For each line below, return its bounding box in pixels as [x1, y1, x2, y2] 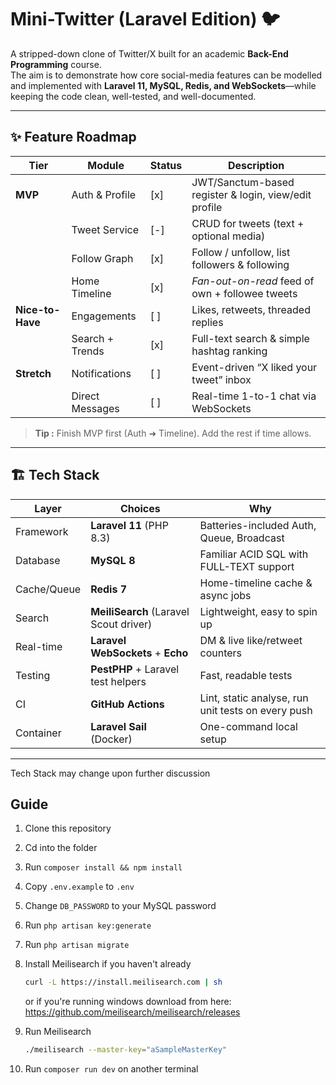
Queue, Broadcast [199, 531, 285, 545]
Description [227, 158, 285, 172]
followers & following [191, 257, 290, 271]
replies [191, 315, 224, 329]
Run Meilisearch [24, 1026, 92, 1038]
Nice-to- [15, 302, 61, 316]
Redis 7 [90, 582, 128, 596]
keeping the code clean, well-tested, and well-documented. [10, 90, 257, 102]
